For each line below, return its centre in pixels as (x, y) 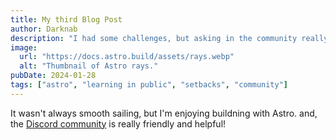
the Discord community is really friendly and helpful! (118, 123)
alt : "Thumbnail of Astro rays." (89, 66)
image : (24, 47)
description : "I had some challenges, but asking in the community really (169, 38)
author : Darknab (44, 29)
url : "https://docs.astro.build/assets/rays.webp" (127, 57)
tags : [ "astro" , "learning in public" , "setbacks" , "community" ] (149, 85)
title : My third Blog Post (66, 19)
